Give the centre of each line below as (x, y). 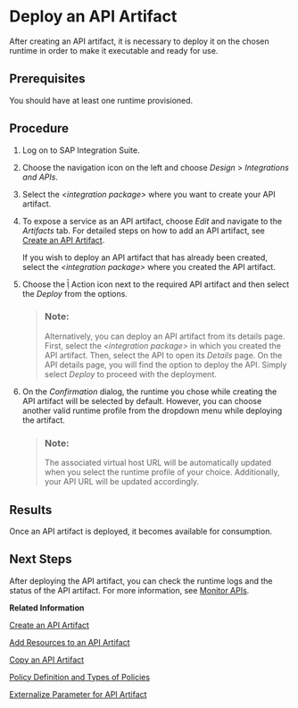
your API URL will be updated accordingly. (122, 482)
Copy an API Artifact (47, 660)
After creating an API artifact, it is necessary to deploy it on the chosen (139, 41)
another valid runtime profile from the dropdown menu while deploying (152, 410)
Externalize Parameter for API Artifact (78, 694)
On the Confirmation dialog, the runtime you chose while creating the (149, 392)
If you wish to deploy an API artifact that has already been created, (145, 257)
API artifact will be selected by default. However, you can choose (142, 400)
